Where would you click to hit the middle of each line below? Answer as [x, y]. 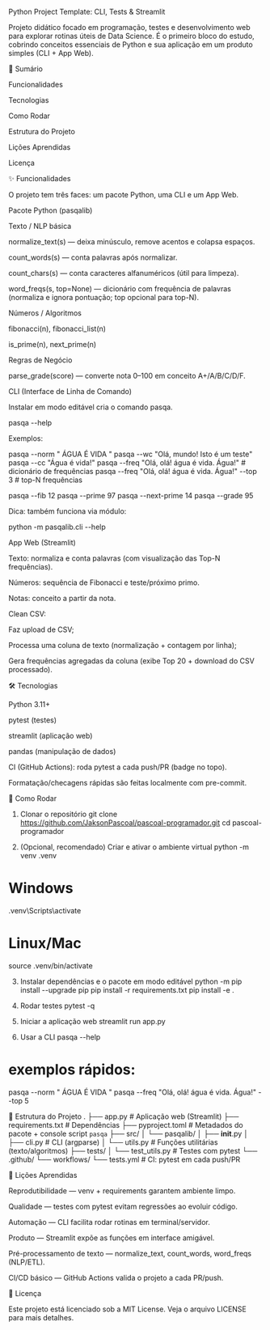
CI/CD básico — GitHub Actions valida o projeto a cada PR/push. [116, 1277]
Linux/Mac [45, 944]
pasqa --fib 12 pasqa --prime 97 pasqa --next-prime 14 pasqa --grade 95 [131, 496]
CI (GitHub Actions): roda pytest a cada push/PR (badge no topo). [118, 767]
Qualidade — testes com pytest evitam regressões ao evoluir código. [123, 1206]
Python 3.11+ [30, 704]
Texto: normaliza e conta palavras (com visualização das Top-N [114, 558]
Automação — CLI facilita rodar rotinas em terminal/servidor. [109, 1222]
